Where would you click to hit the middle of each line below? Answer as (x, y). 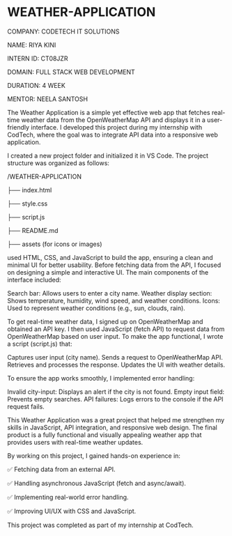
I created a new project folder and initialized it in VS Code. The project (108, 155)
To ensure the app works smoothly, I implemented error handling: (101, 378)
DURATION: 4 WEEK (37, 85)
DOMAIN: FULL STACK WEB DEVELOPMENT (71, 72)
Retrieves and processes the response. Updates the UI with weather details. (116, 365)
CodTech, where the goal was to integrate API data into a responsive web (113, 135)
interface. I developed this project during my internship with (117, 127)
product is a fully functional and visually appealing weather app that (105, 435)
